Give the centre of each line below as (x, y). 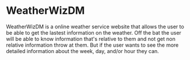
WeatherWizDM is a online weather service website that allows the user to (95, 27)
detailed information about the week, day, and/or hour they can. (82, 51)
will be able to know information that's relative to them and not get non (91, 39)
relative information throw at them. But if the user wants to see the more (92, 45)
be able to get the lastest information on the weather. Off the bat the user (94, 32)
